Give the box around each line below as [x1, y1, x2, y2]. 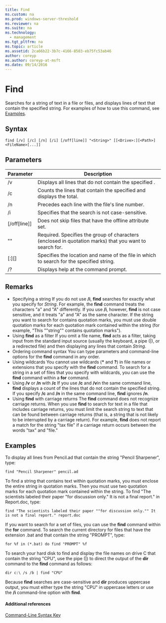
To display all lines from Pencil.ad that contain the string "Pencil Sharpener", [5, 454, 160, 460]
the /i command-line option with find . [5, 589, 82, 596]
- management [9, 35, 37, 40]
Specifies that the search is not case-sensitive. [37, 209, 147, 216]
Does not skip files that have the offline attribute [37, 217, 149, 224]
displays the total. [37, 193, 79, 200]
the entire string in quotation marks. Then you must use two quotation [5, 483, 147, 489]
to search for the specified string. [37, 258, 115, 265]
